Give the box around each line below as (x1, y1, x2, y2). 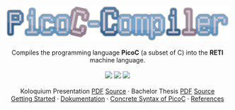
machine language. (89, 56, 146, 64)
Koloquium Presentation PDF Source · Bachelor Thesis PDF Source (20, 87, 215, 95)
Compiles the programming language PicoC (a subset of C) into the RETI (11, 48, 224, 57)
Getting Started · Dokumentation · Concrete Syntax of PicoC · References (11, 94, 224, 103)
